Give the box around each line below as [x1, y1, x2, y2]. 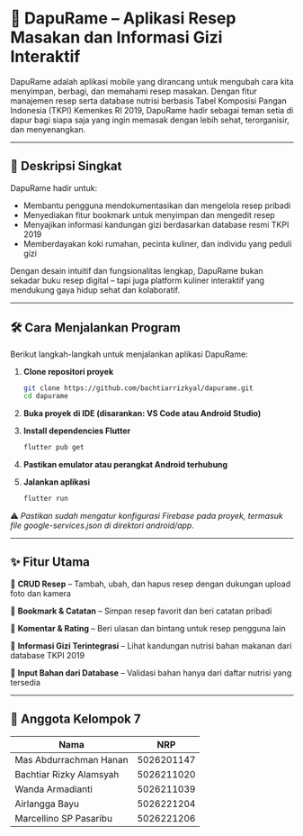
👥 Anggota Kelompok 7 [10, 712, 141, 727]
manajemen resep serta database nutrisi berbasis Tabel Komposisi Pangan [10, 95, 287, 106]
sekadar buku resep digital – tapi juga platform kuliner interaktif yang [10, 275, 264, 286]
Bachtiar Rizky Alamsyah [14, 768, 120, 780]
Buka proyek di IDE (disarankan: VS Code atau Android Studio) [22, 408, 262, 419]
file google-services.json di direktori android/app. [10, 520, 194, 531]
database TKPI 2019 [10, 650, 85, 660]
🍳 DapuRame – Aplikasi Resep [10, 8, 236, 29]
